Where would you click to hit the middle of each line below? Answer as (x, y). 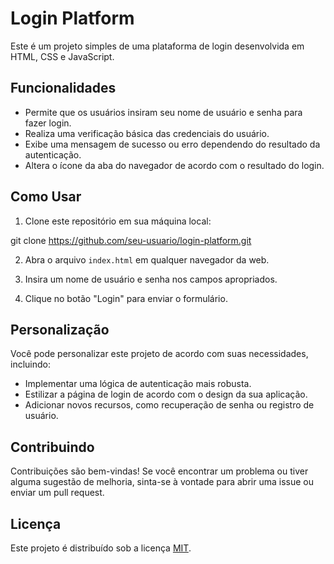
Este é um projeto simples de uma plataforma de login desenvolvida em (157, 46)
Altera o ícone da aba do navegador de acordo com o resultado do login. (174, 165)
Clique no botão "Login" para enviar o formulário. (126, 298)
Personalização (60, 329)
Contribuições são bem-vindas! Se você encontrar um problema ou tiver (159, 471)
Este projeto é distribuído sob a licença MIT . (101, 548)
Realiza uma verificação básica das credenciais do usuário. (147, 133)
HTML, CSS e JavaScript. (62, 56)
